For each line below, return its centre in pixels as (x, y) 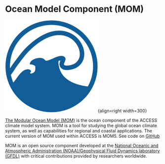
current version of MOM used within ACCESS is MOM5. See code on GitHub (82, 136)
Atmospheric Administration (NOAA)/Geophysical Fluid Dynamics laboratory (82, 151)
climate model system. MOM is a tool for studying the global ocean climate (81, 125)
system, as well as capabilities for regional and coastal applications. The (79, 131)
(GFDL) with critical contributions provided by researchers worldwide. (76, 156)
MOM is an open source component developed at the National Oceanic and (82, 145)
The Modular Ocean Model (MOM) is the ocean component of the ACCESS (81, 120)
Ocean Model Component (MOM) (75, 9)
